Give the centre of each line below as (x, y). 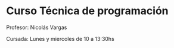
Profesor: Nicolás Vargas (37, 27)
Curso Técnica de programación (87, 11)
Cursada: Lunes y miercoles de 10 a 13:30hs (60, 39)
